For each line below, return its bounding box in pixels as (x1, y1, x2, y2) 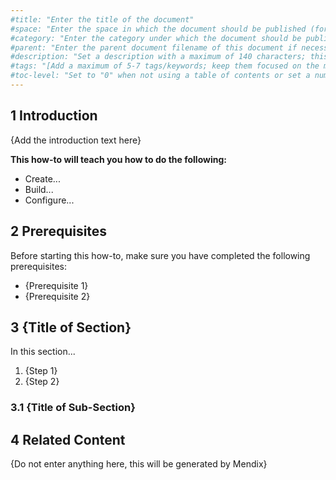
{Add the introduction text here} (10, 134, 142, 146)
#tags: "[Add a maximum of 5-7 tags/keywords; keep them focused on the (10, 61, 320, 71)
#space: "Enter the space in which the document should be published (10, 24, 307, 34)
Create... (24, 172, 61, 185)
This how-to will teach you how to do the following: (10, 153, 227, 165)
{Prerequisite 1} (24, 279, 89, 291)
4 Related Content (10, 431, 126, 448)
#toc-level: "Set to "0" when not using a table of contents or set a (10, 71, 311, 81)
